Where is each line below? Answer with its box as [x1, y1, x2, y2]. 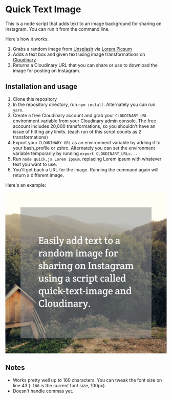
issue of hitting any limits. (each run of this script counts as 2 [12, 128, 142, 135]
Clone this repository [12, 96, 57, 102]
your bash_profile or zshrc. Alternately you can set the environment [12, 145, 155, 151]
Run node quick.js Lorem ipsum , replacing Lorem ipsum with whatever [12, 156, 162, 162]
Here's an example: [5, 182, 46, 188]
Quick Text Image [5, 4, 81, 15]
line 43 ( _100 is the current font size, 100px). [12, 382, 106, 388]
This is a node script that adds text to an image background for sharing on [5, 20, 162, 27]
